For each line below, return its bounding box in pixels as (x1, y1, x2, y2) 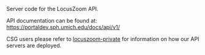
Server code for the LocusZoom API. (6, 5, 99, 12)
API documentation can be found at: (6, 17, 97, 24)
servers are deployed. (6, 42, 62, 49)
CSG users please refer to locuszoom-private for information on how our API (6, 35, 199, 42)
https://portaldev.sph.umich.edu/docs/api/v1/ (6, 24, 121, 31)
